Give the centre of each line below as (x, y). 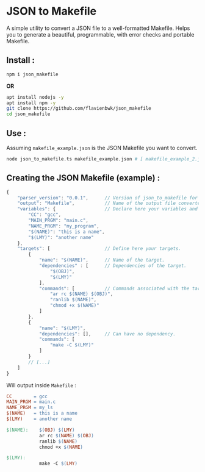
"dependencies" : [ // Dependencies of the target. (113, 266)
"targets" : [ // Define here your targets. (99, 249)
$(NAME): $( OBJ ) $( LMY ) (41, 430)
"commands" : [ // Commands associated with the (114, 288)
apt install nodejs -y (35, 97)
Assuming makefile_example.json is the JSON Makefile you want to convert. (102, 148)
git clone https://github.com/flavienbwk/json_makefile (79, 109)
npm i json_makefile (33, 74)
